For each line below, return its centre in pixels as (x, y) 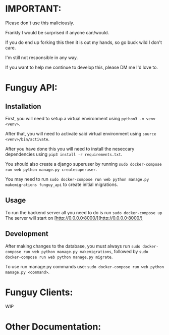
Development (27, 234)
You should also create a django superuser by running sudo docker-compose (83, 164)
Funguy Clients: (39, 292)
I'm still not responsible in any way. (42, 57)
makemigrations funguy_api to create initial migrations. (62, 184)
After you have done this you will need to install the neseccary (70, 149)
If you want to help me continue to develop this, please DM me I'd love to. (81, 67)
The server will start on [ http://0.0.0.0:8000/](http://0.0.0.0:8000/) (74, 218)
